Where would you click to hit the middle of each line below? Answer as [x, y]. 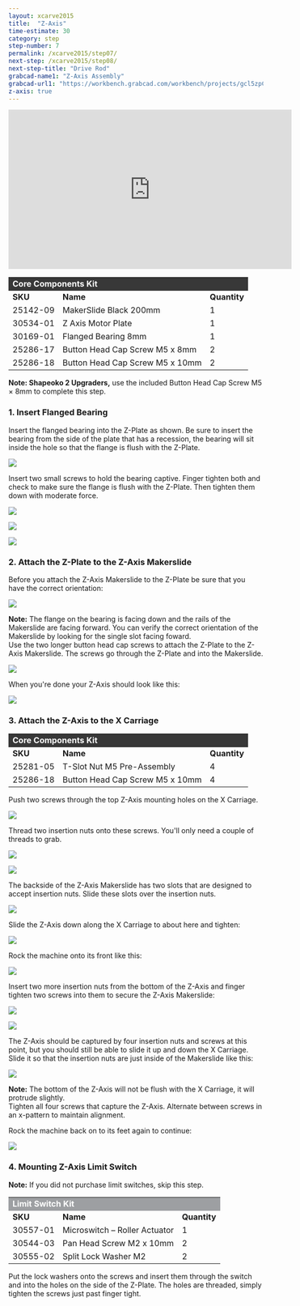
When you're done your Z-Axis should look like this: [94, 684]
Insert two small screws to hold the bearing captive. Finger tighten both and [135, 478]
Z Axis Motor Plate [97, 323]
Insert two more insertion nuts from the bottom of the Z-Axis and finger [127, 987]
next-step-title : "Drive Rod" [59, 69]
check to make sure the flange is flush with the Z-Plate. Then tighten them [132, 487]
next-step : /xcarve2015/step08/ [63, 62]
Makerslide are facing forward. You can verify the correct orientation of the [133, 627]
